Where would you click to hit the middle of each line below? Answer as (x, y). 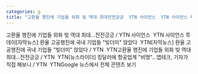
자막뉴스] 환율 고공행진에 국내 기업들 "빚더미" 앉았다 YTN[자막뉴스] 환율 (101, 42)
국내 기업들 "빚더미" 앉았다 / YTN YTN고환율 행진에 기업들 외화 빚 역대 (109, 49)
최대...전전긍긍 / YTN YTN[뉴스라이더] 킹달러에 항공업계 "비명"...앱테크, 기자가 (97, 57)
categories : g (24, 12)
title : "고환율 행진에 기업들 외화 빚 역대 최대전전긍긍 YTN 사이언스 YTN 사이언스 (97, 17)
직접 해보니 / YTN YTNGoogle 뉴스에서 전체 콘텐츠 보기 (71, 64)
